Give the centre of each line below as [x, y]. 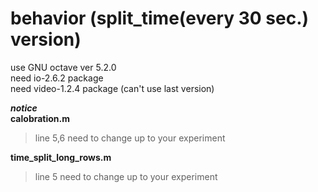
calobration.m [40, 118]
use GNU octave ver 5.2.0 [63, 67]
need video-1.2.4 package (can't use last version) [112, 88]
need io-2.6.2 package [57, 78]
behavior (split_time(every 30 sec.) [160, 18]
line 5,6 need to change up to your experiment [130, 138]
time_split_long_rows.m [61, 157]
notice [24, 108]
